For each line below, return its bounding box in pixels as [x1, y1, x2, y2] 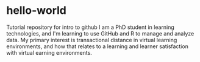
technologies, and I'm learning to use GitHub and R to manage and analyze [6, 29, 195, 37]
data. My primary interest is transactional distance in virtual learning [6, 36, 177, 43]
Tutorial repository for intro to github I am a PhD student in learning [6, 23, 175, 31]
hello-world [6, 4, 67, 17]
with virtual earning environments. [6, 49, 93, 56]
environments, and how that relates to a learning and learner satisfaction [6, 43, 189, 50]
